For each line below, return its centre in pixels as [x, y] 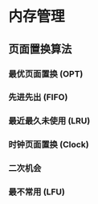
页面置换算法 [40, 49]
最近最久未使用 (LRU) [49, 121]
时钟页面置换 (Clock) [49, 144]
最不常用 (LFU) [37, 192]
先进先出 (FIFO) [38, 98]
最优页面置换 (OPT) [46, 73]
